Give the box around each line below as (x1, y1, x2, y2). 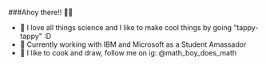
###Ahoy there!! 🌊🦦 (8, 8, 73, 17)
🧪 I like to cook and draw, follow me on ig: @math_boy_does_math (19, 48, 237, 57)
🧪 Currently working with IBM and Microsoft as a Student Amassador (19, 40, 247, 49)
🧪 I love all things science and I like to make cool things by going (19, 23, 232, 32)
